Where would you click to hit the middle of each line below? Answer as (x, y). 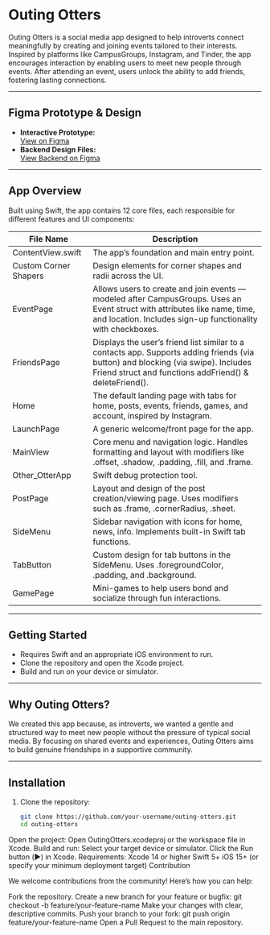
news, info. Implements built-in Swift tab (169, 531)
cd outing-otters (49, 824)
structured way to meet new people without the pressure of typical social (129, 733)
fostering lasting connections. (57, 80)
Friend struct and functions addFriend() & (170, 372)
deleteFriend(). (121, 382)
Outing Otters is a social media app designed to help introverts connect (126, 37)
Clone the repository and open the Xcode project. (102, 663)
